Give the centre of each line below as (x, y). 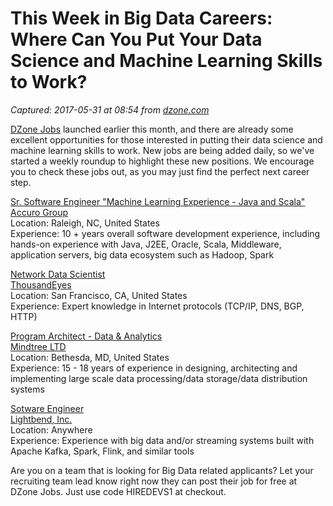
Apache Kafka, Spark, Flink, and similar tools (102, 451)
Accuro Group (39, 212)
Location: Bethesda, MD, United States (90, 357)
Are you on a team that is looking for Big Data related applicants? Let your (162, 470)
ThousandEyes (41, 284)
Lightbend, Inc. (41, 419)
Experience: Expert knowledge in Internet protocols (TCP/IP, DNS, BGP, (157, 306)
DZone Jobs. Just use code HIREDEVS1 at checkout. (118, 491)
